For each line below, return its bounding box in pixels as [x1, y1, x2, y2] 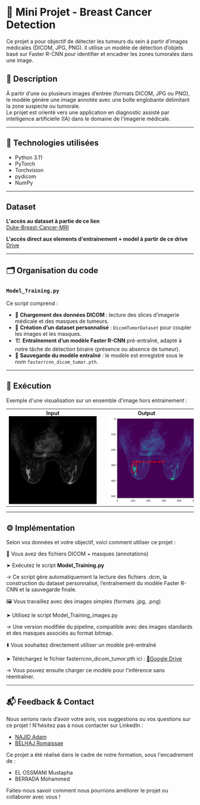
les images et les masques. [14, 330, 82, 338]
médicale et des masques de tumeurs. [14, 318, 109, 325]
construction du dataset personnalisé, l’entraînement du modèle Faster [6, 580, 180, 587]
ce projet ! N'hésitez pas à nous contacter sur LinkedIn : [6, 722, 143, 729]
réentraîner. [6, 673, 35, 681]
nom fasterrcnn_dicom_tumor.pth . [14, 358, 98, 366]
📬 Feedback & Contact [6, 697, 95, 707]
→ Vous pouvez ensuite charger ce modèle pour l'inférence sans [6, 667, 165, 674]
